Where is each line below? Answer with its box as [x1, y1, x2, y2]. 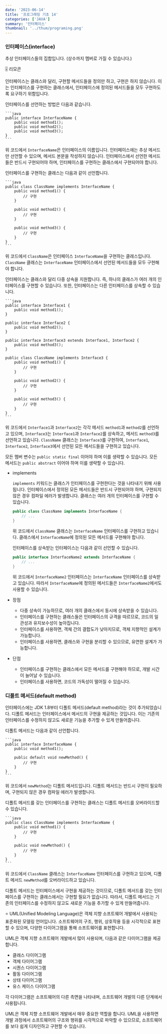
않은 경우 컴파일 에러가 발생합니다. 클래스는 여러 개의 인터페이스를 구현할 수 [12, 493, 159, 499]
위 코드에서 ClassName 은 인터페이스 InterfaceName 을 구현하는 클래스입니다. [5, 253, 152, 259]
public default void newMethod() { [14, 755, 88, 760]
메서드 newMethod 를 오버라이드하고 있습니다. [10, 877, 96, 883]
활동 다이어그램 [12, 971, 42, 977]
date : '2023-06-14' [5, 7, 46, 12]
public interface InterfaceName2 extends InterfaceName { [12, 555, 136, 560]
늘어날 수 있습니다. [25, 672, 61, 678]
